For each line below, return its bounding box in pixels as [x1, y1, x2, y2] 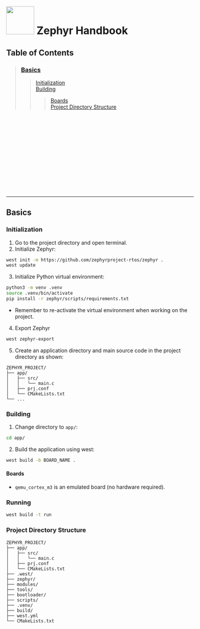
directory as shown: [14, 353, 64, 360]
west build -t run [6, 512, 52, 518]
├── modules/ [6, 581, 39, 587]
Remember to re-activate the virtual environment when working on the [14, 306, 187, 313]
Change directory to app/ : [14, 424, 78, 431]
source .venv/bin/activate [6, 290, 73, 297]
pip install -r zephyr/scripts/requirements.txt [6, 296, 129, 302]
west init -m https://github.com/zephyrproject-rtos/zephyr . [6, 257, 164, 263]
